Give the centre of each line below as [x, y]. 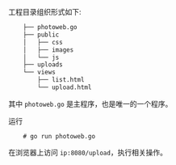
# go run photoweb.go [59, 136]
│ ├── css [43, 42]
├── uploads [43, 65]
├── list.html [61, 80]
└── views [40, 72]
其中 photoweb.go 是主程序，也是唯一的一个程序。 [90, 104]
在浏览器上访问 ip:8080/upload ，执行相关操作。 [88, 152]
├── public [41, 35]
